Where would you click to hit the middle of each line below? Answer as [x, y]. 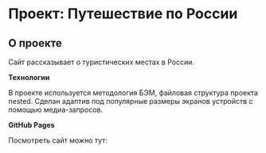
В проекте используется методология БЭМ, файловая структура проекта [133, 93]
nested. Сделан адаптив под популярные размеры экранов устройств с [131, 101]
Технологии [29, 77]
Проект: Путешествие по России [123, 14]
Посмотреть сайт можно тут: [58, 140]
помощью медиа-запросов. [56, 109]
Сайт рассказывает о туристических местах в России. [102, 62]
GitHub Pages [31, 125]
